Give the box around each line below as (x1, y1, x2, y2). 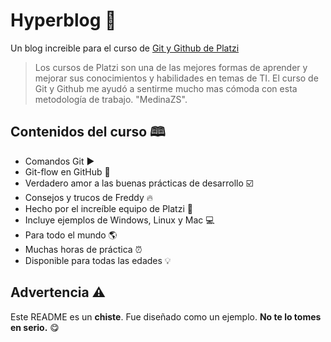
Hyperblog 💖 (10, 9, 117, 32)
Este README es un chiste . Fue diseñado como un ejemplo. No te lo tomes (10, 310, 322, 323)
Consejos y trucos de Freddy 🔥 (24, 191, 154, 203)
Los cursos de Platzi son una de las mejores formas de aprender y (34, 61, 308, 73)
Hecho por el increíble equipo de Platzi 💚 (24, 202, 193, 214)
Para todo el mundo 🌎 (24, 229, 118, 241)
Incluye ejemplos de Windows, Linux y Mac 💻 (24, 214, 215, 226)
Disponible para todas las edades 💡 (24, 254, 172, 266)
